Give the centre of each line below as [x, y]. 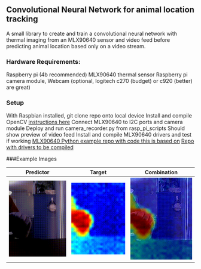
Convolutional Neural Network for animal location [100, 10]
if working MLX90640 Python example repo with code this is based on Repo [100, 141]
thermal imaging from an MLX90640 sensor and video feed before [88, 40]
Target [98, 172]
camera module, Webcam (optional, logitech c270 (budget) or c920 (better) [99, 81]
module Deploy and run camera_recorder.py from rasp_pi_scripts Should [96, 128]
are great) [19, 87]
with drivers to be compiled [40, 147]
